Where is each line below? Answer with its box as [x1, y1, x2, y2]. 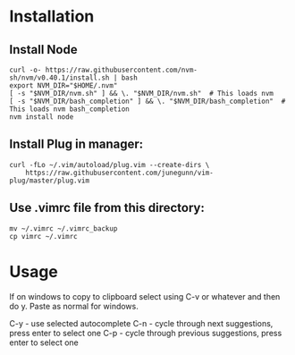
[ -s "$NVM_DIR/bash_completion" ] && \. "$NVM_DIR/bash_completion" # [9, 97, 286, 106]
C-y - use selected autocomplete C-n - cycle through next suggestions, [9, 317, 274, 328]
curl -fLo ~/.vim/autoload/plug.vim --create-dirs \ [9, 160, 210, 169]
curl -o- [9, 65, 42, 74]
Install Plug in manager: [9, 137, 144, 152]
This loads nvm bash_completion [9, 105, 130, 114]
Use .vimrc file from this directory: [9, 200, 206, 216]
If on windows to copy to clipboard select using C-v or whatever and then [9, 291, 281, 301]
